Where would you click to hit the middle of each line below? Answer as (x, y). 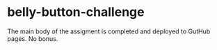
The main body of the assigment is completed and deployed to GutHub (109, 31)
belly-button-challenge (76, 12)
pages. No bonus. (33, 38)
